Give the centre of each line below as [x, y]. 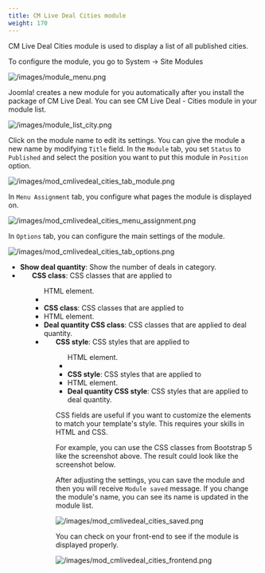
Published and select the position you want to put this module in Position [128, 157]
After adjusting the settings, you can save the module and [150, 480]
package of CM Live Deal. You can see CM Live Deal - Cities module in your [132, 101]
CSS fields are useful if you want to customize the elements [153, 415]
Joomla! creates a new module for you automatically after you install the [126, 92]
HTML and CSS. [82, 432]
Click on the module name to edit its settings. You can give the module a [127, 140]
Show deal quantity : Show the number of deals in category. [118, 267]
